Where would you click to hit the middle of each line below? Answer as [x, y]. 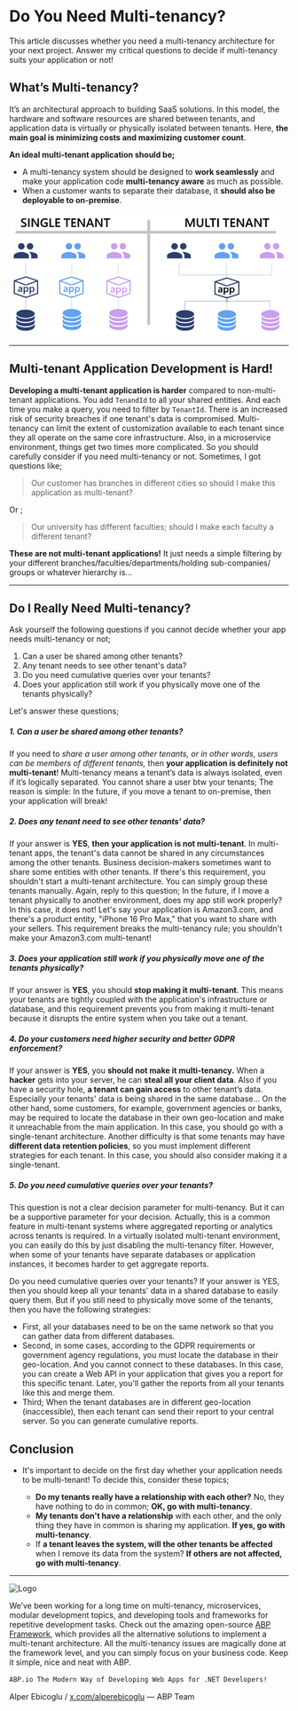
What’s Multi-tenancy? [74, 87]
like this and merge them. [68, 1393]
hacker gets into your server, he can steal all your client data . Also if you [143, 1080]
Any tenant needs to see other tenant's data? [104, 666]
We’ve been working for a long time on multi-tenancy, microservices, [135, 1606]
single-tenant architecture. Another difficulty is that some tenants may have [147, 1137]
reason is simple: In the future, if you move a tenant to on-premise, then [140, 792]
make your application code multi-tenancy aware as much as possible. [153, 181]
